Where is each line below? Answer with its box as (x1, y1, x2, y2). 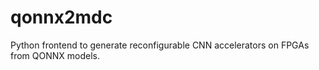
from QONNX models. (10, 49, 101, 61)
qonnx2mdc (10, 6, 113, 29)
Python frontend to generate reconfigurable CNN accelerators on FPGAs (10, 39, 310, 51)
